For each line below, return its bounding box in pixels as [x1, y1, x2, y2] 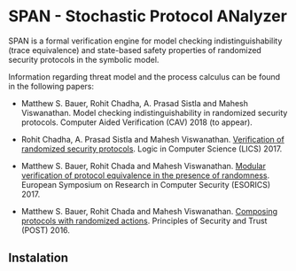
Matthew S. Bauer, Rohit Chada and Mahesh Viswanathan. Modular [20, 160, 267, 171]
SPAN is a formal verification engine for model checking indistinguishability [8, 35, 283, 46]
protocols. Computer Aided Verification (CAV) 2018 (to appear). [20, 117, 253, 128]
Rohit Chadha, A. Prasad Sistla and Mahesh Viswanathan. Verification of [20, 134, 284, 144]
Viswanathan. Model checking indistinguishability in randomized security [20, 107, 288, 118]
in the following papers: [8, 81, 95, 91]
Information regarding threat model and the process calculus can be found [8, 71, 281, 81]
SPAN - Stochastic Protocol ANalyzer [8, 6, 287, 27]
